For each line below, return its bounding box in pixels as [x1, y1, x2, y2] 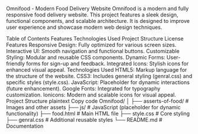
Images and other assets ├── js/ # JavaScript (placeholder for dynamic [6, 104, 181, 110]
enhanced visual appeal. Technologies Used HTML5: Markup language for [6, 66, 187, 73]
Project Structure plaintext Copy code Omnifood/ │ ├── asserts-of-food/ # [6, 98, 189, 105]
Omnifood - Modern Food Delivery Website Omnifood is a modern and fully [6, 5, 189, 12]
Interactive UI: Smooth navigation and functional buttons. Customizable [6, 48, 180, 55]
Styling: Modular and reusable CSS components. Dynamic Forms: [6, 54, 165, 61]
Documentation [6, 123, 44, 129]
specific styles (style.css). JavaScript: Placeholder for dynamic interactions [6, 79, 190, 86]
